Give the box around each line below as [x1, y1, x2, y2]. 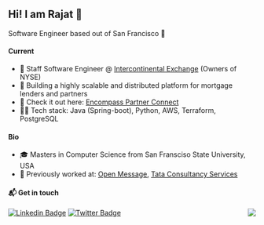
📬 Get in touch [8, 187, 59, 197]
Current [8, 46, 35, 56]
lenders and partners [19, 89, 88, 99]
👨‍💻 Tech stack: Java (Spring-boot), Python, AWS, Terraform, [19, 106, 216, 115]
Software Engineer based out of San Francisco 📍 [8, 28, 166, 38]
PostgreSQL [19, 114, 59, 124]
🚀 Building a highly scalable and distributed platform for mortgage [19, 81, 233, 90]
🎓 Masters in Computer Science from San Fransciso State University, [19, 150, 246, 159]
